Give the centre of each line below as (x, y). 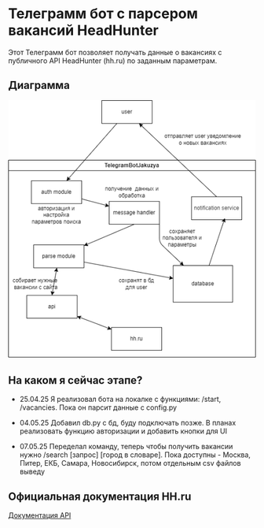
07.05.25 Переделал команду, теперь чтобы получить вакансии (126, 447)
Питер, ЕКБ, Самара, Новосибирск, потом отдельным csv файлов (130, 463)
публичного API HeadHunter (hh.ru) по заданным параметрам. (113, 61)
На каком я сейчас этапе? (75, 380)
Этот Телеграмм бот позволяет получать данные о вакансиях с (115, 52)
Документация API (40, 515)
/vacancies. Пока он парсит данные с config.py (98, 407)
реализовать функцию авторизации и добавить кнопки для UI (123, 431)
